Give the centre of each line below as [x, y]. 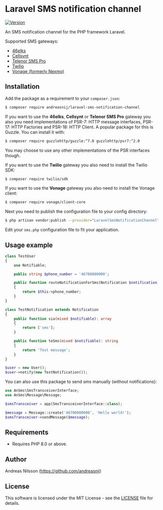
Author [16, 459]
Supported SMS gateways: [32, 41]
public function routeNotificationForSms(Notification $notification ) [87, 283]
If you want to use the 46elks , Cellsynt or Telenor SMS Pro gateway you [78, 116]
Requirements [27, 432]
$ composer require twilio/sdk [37, 179]
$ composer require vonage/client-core [45, 202]
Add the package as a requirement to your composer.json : [63, 98]
